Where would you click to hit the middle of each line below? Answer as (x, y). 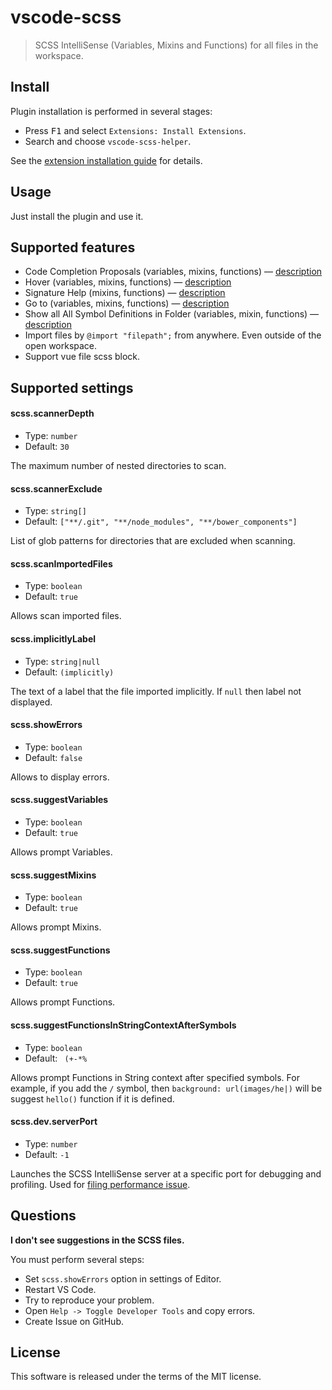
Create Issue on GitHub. (74, 1321)
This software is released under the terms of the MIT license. (136, 1377)
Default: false (53, 757)
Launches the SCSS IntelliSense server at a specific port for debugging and (166, 1173)
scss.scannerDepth (52, 413)
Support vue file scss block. (82, 357)
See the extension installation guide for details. (106, 160)
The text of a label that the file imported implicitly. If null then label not (156, 691)
